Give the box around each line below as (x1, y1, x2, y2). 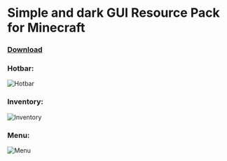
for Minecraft (7, 20, 85, 36)
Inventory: (7, 97, 44, 106)
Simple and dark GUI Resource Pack (7, 5, 220, 21)
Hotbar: (7, 64, 34, 73)
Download (7, 45, 43, 55)
